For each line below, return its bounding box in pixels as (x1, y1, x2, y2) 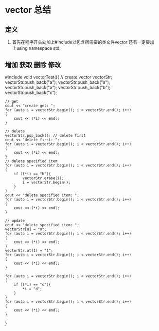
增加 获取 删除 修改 (5, 61, 61, 69)
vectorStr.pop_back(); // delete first (5, 133, 86, 138)
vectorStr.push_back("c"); (5, 90, 57, 95)
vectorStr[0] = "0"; (5, 227, 47, 232)
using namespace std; (16, 45, 61, 51)
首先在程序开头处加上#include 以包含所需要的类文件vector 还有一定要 (12, 39, 150, 45)
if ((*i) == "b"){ (14, 171, 51, 176)
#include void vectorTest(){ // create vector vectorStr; (5, 74, 113, 80)
